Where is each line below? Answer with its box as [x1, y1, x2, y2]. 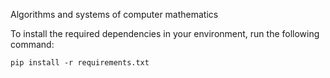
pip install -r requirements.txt [10, 58, 150, 68]
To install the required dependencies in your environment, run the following [10, 28, 320, 39]
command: [10, 39, 55, 50]
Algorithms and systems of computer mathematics [10, 9, 219, 20]
